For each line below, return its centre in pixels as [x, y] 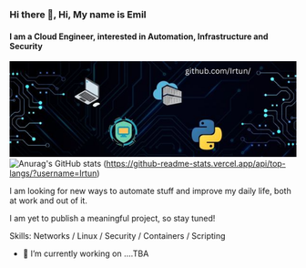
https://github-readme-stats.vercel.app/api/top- [196, 164]
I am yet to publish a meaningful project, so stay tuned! [112, 219]
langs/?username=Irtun [53, 173]
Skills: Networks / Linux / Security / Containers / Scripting [117, 236]
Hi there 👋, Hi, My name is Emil [78, 15]
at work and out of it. [49, 201]
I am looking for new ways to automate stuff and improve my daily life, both [150, 191]
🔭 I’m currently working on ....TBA [86, 253]
